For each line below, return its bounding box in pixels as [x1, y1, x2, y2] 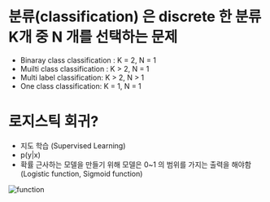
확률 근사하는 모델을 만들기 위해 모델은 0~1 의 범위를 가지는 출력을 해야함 [20, 160, 252, 169]
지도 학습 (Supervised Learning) [20, 140, 126, 151]
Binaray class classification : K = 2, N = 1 [20, 55, 157, 65]
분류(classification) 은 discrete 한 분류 [8, 7, 262, 26]
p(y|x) [20, 150, 41, 160]
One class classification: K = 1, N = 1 [20, 81, 142, 90]
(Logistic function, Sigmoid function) [20, 169, 143, 178]
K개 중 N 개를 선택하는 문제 [8, 28, 178, 46]
